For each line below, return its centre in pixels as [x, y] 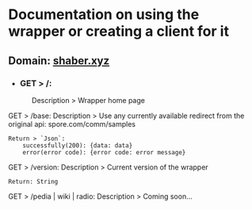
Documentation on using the [104, 15]
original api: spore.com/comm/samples [72, 123]
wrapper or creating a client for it [119, 31]
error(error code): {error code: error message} [104, 152]
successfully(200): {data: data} [78, 145]
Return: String [33, 181]
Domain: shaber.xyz [59, 61]
